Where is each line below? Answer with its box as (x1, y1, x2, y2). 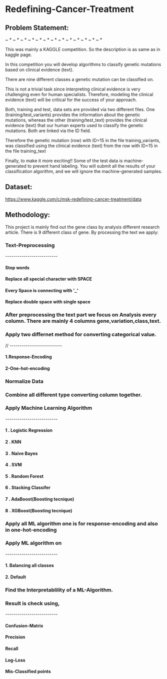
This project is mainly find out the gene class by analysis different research (5, 224, 160, 230)
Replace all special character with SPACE (5, 276, 92, 282)
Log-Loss (5, 657, 26, 663)
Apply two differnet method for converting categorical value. (5, 331, 156, 338)
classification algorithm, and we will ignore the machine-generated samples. (5, 169, 162, 174)
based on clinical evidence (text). (5, 67, 74, 73)
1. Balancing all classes (5, 562, 54, 568)
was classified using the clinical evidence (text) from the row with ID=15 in (5, 143, 158, 149)
